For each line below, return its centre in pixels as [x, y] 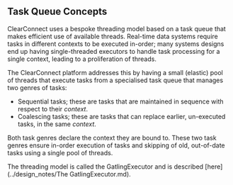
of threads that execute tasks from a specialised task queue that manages [115, 80]
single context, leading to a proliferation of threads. [82, 59]
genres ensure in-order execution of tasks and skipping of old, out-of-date [116, 145]
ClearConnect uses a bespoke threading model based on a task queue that [117, 28]
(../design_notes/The [38, 174]
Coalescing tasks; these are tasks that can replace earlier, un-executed [121, 116]
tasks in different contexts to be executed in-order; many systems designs [116, 44]
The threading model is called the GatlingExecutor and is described [106, 167]
